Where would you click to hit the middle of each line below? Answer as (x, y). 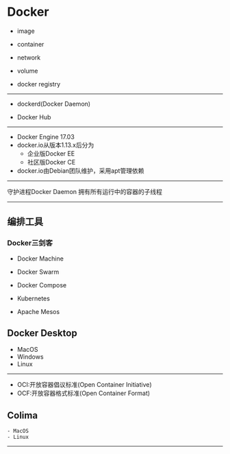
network (29, 57)
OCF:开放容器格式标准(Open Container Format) (84, 393)
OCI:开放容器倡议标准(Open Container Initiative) (84, 385)
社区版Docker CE (51, 162)
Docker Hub (34, 117)
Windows (30, 357)
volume (27, 71)
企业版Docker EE (51, 153)
